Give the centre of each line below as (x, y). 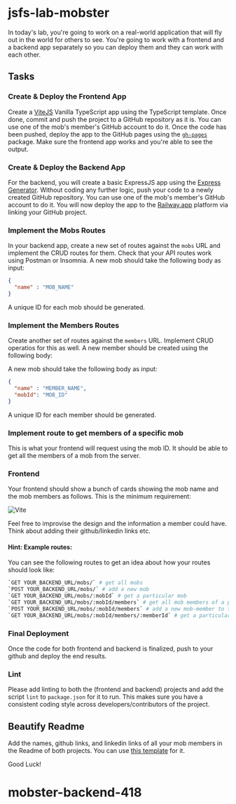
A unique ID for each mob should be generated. (77, 307)
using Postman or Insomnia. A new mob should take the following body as (114, 261)
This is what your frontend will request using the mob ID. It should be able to (118, 448)
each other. (25, 55)
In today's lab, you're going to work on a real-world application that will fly (115, 32)
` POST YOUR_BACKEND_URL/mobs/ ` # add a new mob (79, 590)
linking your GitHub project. (48, 212)
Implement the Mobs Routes (57, 230)
